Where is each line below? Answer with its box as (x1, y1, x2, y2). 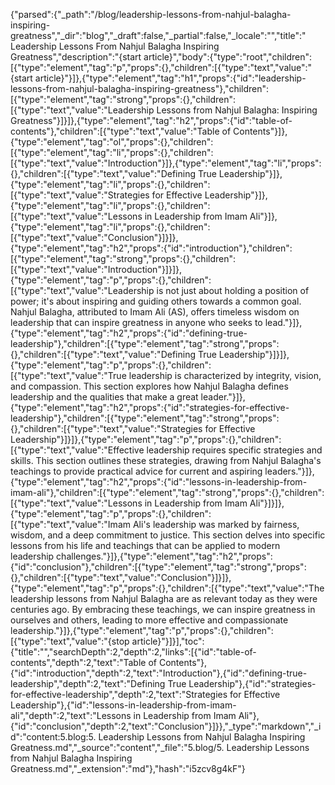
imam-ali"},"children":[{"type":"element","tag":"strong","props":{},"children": (10, 487, 325, 498)
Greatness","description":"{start (10, 51, 142, 63)
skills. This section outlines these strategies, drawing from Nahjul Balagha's (10, 455, 322, 466)
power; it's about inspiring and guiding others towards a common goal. (10, 295, 302, 307)
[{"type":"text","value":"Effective (10, 444, 145, 456)
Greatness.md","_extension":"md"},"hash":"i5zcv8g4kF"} (10, 763, 246, 774)
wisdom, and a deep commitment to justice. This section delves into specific (10, 529, 326, 541)
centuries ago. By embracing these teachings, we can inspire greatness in (10, 604, 316, 615)
